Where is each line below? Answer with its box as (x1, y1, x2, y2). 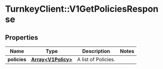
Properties (5, 33, 38, 42)
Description (82, 48, 110, 54)
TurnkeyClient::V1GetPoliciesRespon (5, 3, 159, 15)
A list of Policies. (77, 56, 115, 63)
